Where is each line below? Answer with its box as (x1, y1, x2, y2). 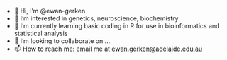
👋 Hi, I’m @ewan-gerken (13, 7, 86, 15)
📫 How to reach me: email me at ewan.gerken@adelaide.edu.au (13, 44, 203, 53)
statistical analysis (13, 29, 68, 37)
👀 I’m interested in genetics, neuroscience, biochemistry (13, 14, 179, 23)
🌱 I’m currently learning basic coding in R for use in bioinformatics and (13, 22, 220, 30)
